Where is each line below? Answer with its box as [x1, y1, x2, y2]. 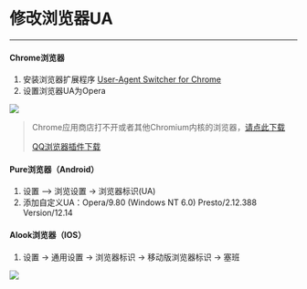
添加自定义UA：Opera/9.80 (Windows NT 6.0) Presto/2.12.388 [22, 197, 258, 208]
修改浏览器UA [9, 8, 113, 29]
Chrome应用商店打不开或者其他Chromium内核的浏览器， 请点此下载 [31, 122, 286, 133]
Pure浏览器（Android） [9, 163, 100, 174]
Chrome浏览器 [9, 52, 66, 63]
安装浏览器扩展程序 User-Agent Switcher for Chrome [22, 74, 222, 85]
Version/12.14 [22, 207, 73, 219]
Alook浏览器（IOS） [9, 229, 87, 240]
